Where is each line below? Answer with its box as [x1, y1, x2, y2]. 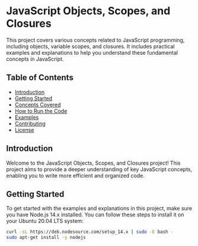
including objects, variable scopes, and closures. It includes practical [6, 43, 175, 50]
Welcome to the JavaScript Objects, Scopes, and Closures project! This [6, 159, 181, 166]
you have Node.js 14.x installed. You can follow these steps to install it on [6, 211, 184, 218]
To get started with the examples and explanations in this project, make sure [6, 205, 193, 212]
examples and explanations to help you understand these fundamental [6, 49, 178, 56]
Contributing [14, 120, 46, 127]
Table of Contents [6, 72, 74, 83]
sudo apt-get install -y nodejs [6, 235, 86, 241]
